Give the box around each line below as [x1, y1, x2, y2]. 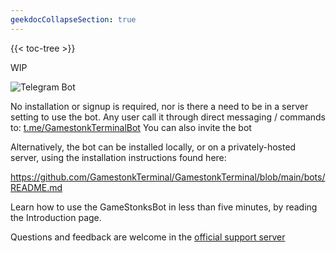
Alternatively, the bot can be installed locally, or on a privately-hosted [10, 141, 297, 153]
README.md [10, 181, 63, 193]
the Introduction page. [10, 211, 102, 223]
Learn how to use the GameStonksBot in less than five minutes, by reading [10, 201, 318, 213]
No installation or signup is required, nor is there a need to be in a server [10, 100, 309, 112]
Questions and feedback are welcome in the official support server [10, 231, 286, 243]
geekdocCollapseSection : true [10, 14, 137, 25]
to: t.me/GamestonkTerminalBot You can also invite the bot [10, 121, 252, 133]
